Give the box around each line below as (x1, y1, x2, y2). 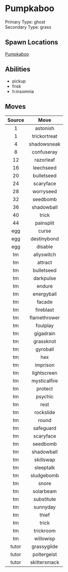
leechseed (33, 165, 57, 171)
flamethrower (29, 314, 60, 321)
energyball (32, 291, 57, 298)
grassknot (33, 338, 56, 345)
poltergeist (32, 551, 57, 558)
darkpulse (33, 275, 56, 282)
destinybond (30, 236, 59, 242)
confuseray (31, 149, 58, 155)
